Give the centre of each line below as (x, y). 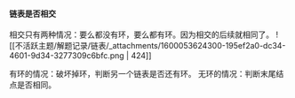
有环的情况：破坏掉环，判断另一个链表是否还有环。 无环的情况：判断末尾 (143, 74)
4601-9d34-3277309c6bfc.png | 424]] (80, 56)
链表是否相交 (32, 13)
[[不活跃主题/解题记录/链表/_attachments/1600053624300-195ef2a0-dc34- (147, 46)
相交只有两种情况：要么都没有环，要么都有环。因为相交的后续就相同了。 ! (144, 34)
